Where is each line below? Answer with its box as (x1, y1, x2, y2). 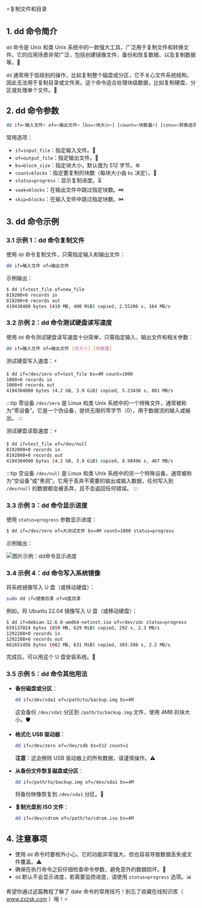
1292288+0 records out (6, 636, 63, 642)
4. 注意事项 (6, 833, 47, 844)
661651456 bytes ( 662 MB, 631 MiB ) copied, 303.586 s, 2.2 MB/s (6, 641, 171, 648)
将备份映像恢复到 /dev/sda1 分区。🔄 (14, 791, 104, 798)
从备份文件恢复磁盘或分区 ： (14, 767, 84, 774)
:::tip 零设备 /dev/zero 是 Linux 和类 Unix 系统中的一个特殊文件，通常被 (6, 400, 182, 407)
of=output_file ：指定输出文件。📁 (14, 154, 99, 161)
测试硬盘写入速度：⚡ (6, 357, 58, 364)
